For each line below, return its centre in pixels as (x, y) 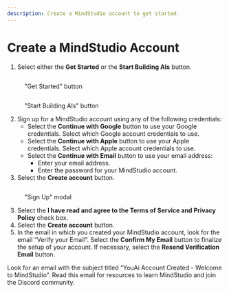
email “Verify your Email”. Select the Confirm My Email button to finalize (119, 239)
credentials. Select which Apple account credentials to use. (111, 148)
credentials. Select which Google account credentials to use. (113, 133)
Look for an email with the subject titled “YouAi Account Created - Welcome (115, 267)
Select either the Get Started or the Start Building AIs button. (104, 67)
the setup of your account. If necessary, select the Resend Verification (118, 247)
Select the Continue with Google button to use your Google (112, 126)
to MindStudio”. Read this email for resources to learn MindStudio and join (112, 275)
